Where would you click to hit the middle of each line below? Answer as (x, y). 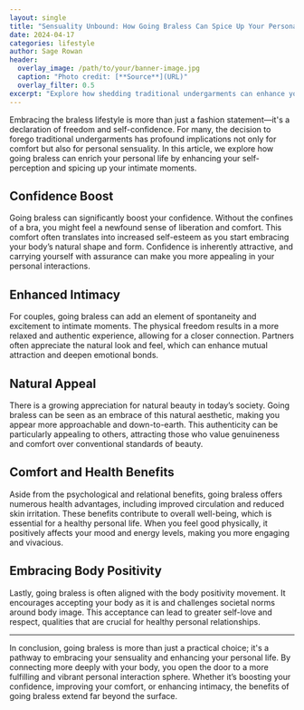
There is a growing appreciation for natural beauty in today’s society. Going (150, 405)
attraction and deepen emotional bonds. (84, 355)
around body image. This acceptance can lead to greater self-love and (141, 612)
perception (30, 168)
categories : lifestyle (52, 43)
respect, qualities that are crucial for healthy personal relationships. (135, 621)
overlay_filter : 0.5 (56, 85)
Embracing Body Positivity (86, 571)
